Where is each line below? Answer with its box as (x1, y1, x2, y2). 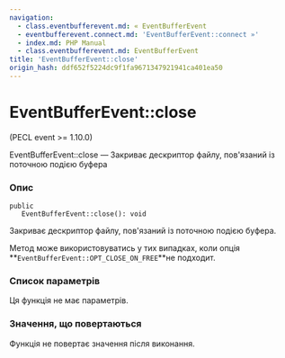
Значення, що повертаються (9, 318, 142, 330)
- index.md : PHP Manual (17, 38, 106, 48)
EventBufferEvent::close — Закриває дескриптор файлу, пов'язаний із (9, 149, 276, 160)
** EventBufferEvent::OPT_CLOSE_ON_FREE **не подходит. (9, 253, 216, 264)
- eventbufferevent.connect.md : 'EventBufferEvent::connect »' (17, 30, 259, 39)
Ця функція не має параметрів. (9, 295, 129, 306)
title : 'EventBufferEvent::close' (9, 55, 139, 64)
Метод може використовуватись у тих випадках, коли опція (9, 243, 241, 254)
